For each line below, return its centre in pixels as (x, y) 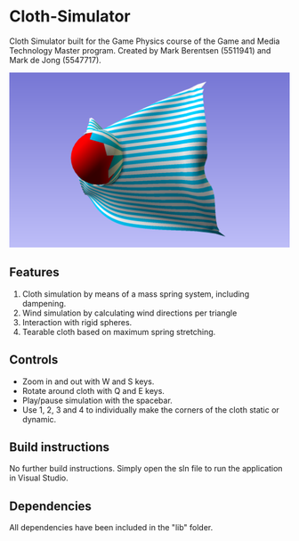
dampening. (44, 303)
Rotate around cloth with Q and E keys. (93, 390)
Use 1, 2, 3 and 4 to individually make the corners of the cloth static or (151, 410)
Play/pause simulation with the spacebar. (97, 400)
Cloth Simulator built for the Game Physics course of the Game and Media (145, 41)
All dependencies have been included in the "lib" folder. (111, 528)
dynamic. (39, 419)
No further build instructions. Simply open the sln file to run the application (146, 469)
